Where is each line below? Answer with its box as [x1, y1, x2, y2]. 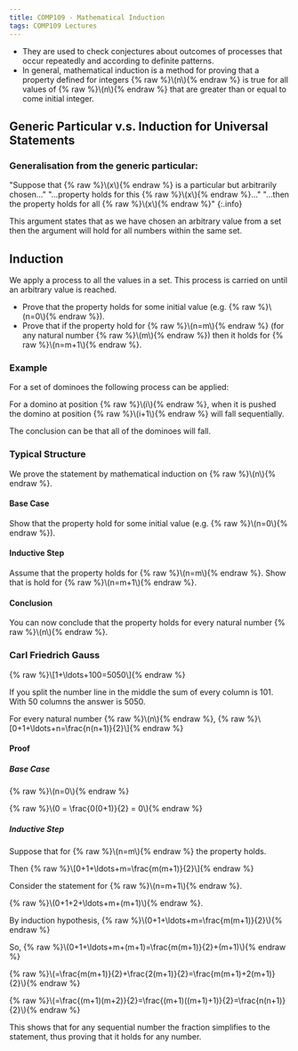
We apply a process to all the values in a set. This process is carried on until [9, 275, 287, 285]
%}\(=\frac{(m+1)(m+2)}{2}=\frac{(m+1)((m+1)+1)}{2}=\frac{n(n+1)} [38, 995, 286, 1006]
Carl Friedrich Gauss [9, 649, 101, 662]
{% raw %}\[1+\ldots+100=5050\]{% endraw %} [9, 669, 186, 680]
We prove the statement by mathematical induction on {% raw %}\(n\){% [9, 468, 277, 479]
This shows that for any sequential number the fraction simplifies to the [9, 1022, 270, 1033]
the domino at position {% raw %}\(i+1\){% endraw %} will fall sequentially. [9, 409, 285, 420]
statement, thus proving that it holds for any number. [9, 1031, 202, 1042]
